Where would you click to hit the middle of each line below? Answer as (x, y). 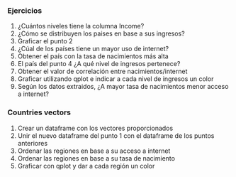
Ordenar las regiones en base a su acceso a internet (94, 151)
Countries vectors (39, 112)
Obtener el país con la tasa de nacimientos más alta (93, 56)
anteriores (33, 143)
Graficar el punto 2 (45, 41)
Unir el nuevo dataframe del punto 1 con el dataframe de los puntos (116, 135)
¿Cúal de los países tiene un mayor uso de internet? (93, 49)
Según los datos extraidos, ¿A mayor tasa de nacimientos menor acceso (123, 87)
